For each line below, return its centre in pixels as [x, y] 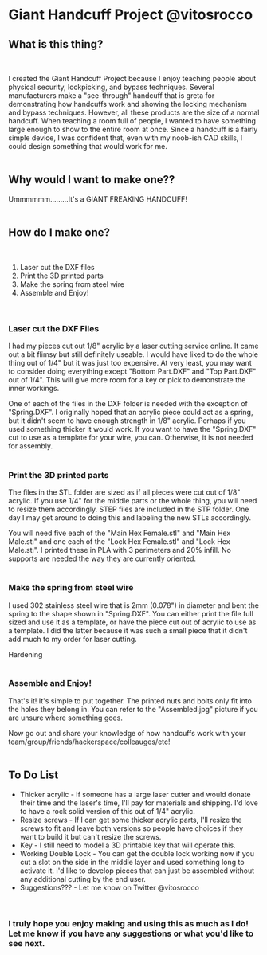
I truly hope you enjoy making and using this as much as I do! [128, 923]
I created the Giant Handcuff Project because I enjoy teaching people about [132, 78]
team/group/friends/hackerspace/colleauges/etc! [89, 742]
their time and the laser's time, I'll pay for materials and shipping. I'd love [139, 803]
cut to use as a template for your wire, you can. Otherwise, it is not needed [131, 437]
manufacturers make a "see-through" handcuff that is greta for [112, 96]
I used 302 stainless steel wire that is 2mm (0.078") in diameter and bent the [133, 605]
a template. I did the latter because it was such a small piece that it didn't [128, 630]
